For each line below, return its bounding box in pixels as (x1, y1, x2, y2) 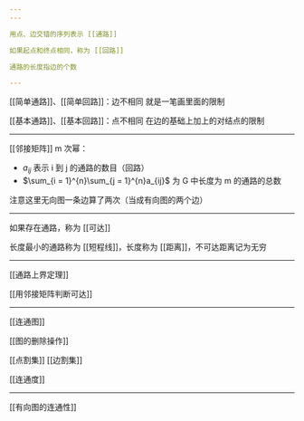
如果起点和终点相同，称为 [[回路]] (9, 46, 125, 55)
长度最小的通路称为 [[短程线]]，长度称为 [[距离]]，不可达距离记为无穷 (9, 242, 267, 253)
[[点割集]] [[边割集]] (9, 355, 83, 366)
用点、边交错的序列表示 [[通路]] (9, 29, 118, 39)
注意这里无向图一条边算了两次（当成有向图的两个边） (9, 195, 208, 206)
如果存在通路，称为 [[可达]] (9, 223, 111, 234)
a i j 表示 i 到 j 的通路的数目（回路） (22, 162, 149, 176)
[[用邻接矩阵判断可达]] (9, 289, 93, 300)
